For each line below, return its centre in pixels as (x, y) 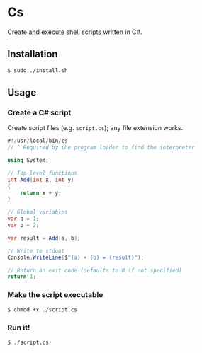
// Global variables (38, 212)
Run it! (19, 328)
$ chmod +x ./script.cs (43, 309)
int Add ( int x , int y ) (41, 180)
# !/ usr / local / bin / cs (38, 141)
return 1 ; (22, 277)
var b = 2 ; (23, 226)
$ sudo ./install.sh (38, 70)
